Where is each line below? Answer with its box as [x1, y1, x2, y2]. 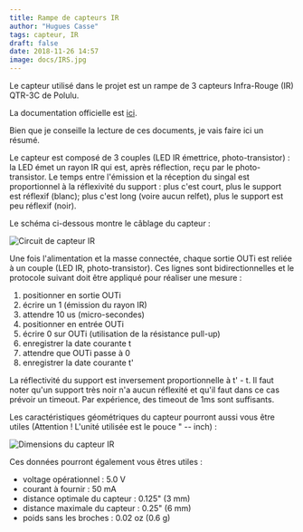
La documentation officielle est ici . [9, 108, 137, 118]
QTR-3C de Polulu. [9, 90, 80, 101]
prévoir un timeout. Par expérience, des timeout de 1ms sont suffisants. [9, 394, 275, 404]
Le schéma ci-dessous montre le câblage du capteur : [9, 218, 211, 228]
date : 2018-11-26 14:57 [9, 47, 99, 56]
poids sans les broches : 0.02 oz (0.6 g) [22, 513, 171, 523]
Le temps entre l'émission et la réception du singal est [48, 171, 251, 182]
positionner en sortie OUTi [22, 290, 122, 300]
